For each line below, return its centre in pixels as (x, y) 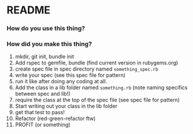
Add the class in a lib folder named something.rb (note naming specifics (101, 87)
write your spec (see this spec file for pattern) (70, 75)
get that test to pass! (40, 112)
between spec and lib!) (43, 94)
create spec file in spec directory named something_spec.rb (87, 69)
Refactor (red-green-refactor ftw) (55, 119)
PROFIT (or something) (43, 125)
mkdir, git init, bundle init (45, 57)
